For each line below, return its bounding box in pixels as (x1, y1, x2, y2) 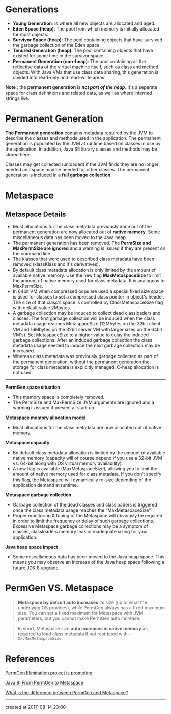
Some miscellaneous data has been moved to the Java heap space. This (12, 553, 165, 560)
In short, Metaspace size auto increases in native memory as (17, 625, 148, 631)
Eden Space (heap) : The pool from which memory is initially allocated (12, 25, 159, 32)
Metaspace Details (5, 210, 66, 219)
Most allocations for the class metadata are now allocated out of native (12, 424, 162, 430)
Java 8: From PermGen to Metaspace (5, 679, 84, 686)
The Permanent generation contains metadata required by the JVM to (5, 130, 153, 136)
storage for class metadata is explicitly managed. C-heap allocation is (12, 364, 159, 370)
